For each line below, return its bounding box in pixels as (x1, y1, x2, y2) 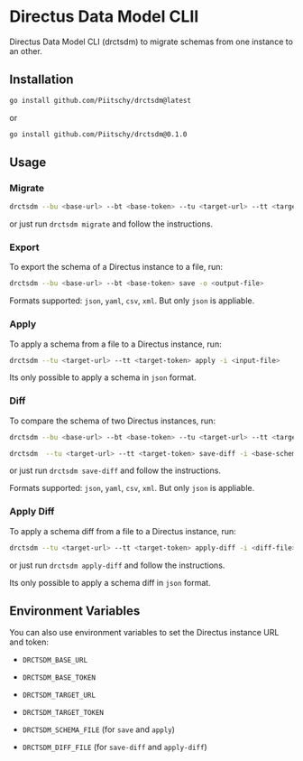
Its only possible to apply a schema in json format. (9, 372, 197, 383)
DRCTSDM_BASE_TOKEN (22, 673, 96, 682)
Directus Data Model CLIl (9, 6, 199, 27)
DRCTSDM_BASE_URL (22, 656, 88, 665)
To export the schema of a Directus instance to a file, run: (9, 262, 224, 273)
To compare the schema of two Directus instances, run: (9, 415, 216, 426)
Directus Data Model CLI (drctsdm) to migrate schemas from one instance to (9, 36, 293, 47)
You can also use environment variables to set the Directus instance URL (9, 627, 280, 638)
